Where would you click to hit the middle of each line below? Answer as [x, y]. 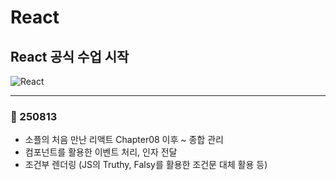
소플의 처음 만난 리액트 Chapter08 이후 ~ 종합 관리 [124, 140]
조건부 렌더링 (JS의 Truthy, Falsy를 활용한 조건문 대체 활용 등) [146, 165]
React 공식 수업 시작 [70, 56]
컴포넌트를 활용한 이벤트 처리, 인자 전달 [101, 152]
